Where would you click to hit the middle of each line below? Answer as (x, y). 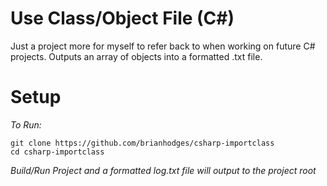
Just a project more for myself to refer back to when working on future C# (163, 46)
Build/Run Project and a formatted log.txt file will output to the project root (163, 170)
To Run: (26, 124)
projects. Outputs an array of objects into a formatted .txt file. (136, 56)
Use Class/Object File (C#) (122, 18)
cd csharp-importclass (57, 152)
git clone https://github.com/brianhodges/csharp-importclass (142, 143)
